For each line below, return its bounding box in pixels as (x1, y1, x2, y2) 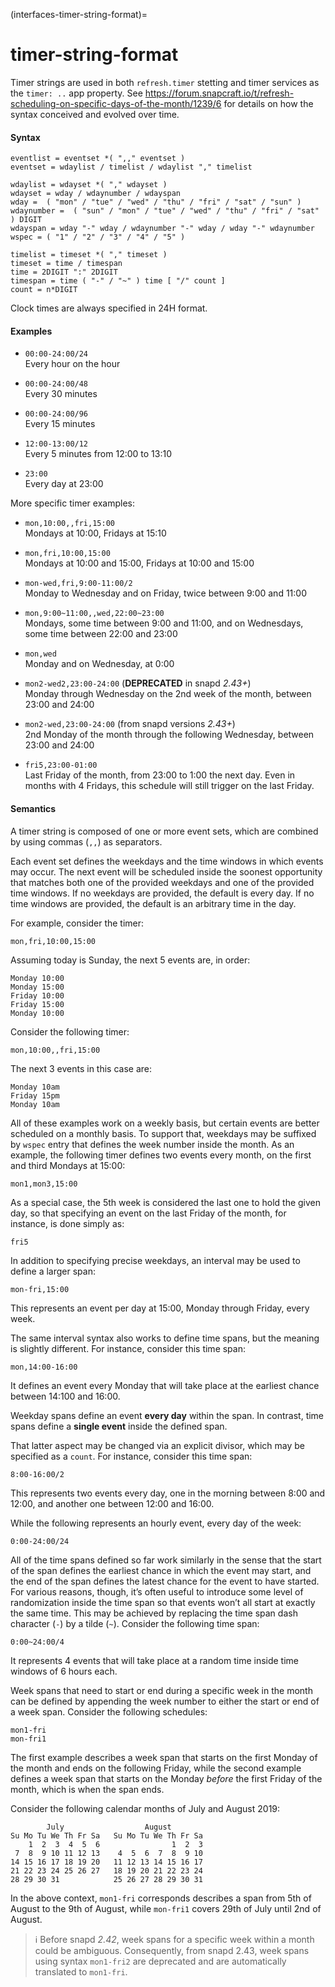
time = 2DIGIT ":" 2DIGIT (10, 267, 118, 278)
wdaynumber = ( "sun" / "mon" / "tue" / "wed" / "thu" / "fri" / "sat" (10, 206, 320, 216)
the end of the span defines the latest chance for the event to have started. (10, 1575, 320, 1587)
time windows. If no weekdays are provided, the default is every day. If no (10, 887, 315, 899)
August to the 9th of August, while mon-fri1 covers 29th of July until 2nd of (10, 1902, 322, 1914)
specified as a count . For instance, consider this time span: (10, 1450, 253, 1462)
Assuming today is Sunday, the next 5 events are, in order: (10, 954, 251, 966)
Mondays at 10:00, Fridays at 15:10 (24, 527, 167, 539)
